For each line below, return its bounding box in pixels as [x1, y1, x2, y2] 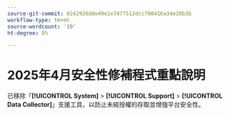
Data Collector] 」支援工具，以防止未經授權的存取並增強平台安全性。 [7, 100, 205, 109]
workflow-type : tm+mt [7, 17, 70, 24]
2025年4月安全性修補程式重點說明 [7, 67, 206, 83]
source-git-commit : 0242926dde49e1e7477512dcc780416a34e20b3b [7, 10, 192, 17]
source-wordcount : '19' [7, 23, 77, 30]
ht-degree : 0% [7, 29, 49, 37]
